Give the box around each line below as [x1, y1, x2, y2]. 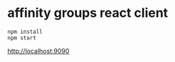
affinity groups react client [7, 5, 169, 21]
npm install [7, 28, 43, 35]
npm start [7, 34, 37, 42]
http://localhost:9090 [7, 46, 70, 55]
